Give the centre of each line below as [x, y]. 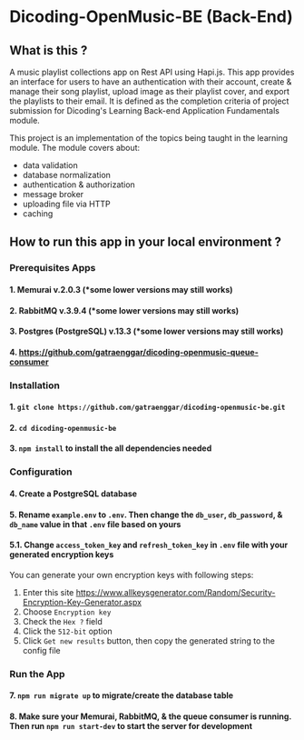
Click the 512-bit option [68, 631]
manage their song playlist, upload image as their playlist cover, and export [150, 91]
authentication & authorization [79, 185]
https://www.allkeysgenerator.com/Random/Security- [176, 592]
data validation [50, 165]
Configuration [41, 472]
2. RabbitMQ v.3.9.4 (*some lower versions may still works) [124, 310]
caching [38, 214]
